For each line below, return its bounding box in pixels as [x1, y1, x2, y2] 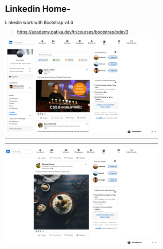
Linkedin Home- [5, 3, 71, 15]
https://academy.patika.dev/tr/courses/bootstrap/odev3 [16, 29, 129, 35]
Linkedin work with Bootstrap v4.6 [5, 19, 74, 25]
